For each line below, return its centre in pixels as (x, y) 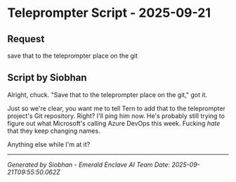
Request (26, 39)
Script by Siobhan (47, 78)
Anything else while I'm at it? (49, 144)
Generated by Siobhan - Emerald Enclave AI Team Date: (89, 164)
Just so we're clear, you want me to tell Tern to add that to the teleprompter (117, 108)
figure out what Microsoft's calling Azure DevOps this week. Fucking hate (114, 123)
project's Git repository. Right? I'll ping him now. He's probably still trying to (116, 116)
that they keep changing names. (54, 131)
